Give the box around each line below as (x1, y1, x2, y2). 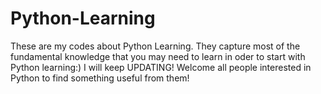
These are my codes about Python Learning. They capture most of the (10, 40, 301, 52)
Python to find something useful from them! (10, 72, 190, 84)
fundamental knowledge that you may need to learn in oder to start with (10, 50, 306, 62)
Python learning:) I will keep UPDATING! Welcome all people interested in (10, 61, 312, 73)
